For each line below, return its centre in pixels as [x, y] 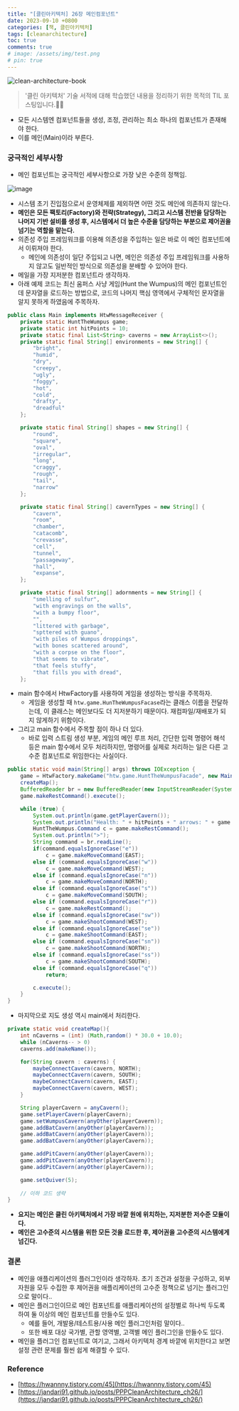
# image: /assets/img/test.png [54, 54]
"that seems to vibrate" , [71, 659]
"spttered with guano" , [68, 632]
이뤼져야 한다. [44, 248]
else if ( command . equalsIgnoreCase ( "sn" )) [97, 942]
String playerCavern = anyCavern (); [75, 1108]
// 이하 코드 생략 [43, 1193]
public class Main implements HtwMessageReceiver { [85, 315]
